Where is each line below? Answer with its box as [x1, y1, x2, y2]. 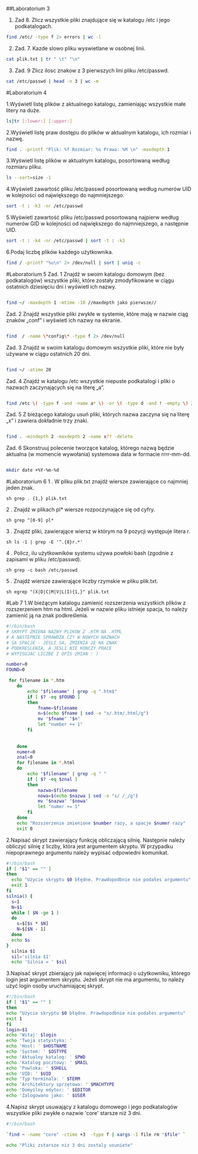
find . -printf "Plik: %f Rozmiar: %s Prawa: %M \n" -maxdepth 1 [6, 146, 170, 152]
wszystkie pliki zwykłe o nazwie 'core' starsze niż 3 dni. [6, 1109, 142, 1116]
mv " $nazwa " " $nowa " [37, 798, 88, 805]
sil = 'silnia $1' [11, 953, 51, 960]
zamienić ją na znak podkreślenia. [6, 612, 88, 619]
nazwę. [6, 135, 24, 142]
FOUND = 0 [6, 667, 25, 673]
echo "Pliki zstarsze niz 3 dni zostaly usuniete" [6, 1142, 133, 1148]
